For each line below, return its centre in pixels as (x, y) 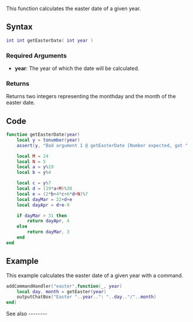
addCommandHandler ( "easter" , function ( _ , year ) (64, 286)
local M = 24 (33, 156)
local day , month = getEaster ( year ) (62, 291)
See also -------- (27, 314)
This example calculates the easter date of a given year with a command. (95, 275)
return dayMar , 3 (48, 232)
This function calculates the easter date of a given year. (74, 9)
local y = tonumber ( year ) (49, 140)
